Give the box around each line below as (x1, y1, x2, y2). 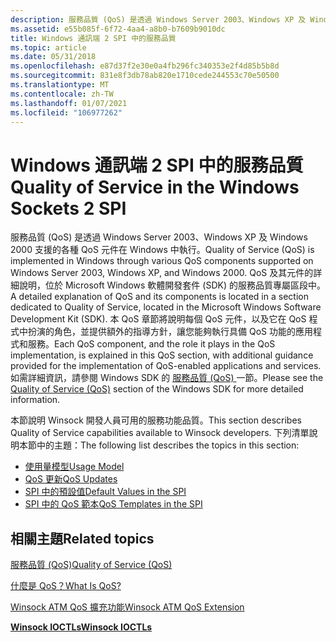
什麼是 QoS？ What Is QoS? (10, 580, 122, 592)
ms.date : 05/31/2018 (10, 52, 97, 62)
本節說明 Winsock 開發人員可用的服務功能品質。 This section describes (10, 414, 302, 426)
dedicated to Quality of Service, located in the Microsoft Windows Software (10, 301, 322, 313)
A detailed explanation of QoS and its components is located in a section (10, 291, 309, 303)
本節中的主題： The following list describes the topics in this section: (18, 439, 300, 451)
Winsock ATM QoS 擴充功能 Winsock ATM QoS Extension (10, 601, 245, 613)
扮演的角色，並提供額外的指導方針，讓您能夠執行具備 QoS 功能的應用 (27, 326, 313, 338)
